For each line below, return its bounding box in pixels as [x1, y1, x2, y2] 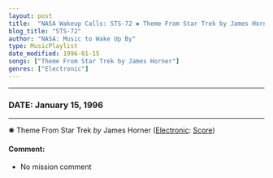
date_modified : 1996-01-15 [8, 50, 100, 58]
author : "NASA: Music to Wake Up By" [8, 34, 136, 43]
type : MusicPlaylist [8, 42, 79, 50]
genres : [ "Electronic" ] [8, 65, 89, 73]
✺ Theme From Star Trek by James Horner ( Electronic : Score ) [8, 125, 215, 135]
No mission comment [19, 162, 92, 171]
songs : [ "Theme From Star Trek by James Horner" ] [8, 58, 180, 66]
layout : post [8, 11, 53, 20]
